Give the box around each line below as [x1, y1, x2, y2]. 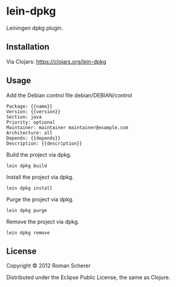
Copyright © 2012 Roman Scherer [6, 262, 91, 269]
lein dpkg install [6, 185, 53, 191]
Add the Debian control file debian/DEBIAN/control [6, 91, 132, 99]
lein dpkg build [6, 162, 47, 169]
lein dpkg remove [6, 229, 50, 236]
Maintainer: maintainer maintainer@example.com [6, 124, 129, 131]
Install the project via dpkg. [6, 173, 74, 180]
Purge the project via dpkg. [6, 196, 74, 203]
